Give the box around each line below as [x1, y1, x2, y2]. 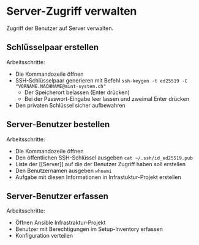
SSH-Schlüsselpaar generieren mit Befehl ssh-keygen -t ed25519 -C [15, 76, 188, 84]
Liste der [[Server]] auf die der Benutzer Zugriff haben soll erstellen [15, 160, 186, 167]
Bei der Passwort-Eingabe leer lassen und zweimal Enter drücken [24, 95, 190, 102]
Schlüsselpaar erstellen [6, 42, 99, 53]
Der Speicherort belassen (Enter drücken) [24, 89, 130, 96]
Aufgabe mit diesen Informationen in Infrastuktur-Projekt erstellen [15, 173, 182, 181]
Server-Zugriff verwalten [6, 4, 137, 18]
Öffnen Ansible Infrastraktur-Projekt [15, 219, 106, 227]
